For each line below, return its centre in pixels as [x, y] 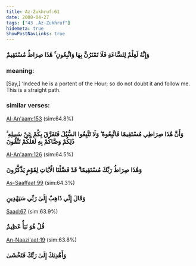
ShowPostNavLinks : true [36, 34]
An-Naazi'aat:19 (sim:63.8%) [42, 240]
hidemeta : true [25, 28]
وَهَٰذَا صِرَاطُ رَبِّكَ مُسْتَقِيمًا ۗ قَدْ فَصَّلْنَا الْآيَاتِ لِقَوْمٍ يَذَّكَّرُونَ [74, 169]
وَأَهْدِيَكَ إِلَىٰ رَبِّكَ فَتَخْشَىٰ [36, 255]
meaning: [20, 70]
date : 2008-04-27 [28, 17]
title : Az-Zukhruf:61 [33, 12]
